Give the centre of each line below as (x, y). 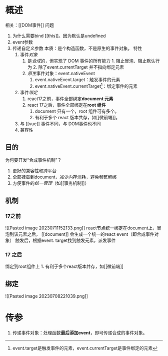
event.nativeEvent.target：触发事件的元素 (77, 79)
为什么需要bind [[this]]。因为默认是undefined (59, 36)
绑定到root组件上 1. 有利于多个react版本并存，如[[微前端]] (64, 266)
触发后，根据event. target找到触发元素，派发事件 (65, 240)
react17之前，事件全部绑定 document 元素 (70, 99)
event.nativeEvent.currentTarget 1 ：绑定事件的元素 (86, 86)
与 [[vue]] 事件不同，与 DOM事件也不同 (60, 124)
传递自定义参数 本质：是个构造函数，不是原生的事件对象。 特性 (77, 48)
